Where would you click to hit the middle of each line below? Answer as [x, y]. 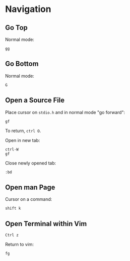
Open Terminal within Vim [46, 223]
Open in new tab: [23, 140]
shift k [13, 208]
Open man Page [30, 188]
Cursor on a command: [29, 199]
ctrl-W [12, 149]
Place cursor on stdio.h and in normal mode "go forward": [65, 112]
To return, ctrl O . [23, 130]
